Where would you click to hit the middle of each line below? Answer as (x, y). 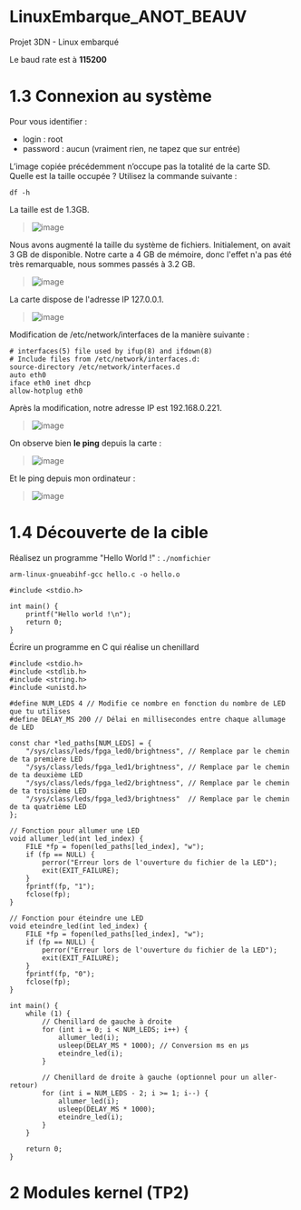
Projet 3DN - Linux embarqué (64, 42)
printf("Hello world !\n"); (78, 614)
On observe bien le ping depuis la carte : (86, 443)
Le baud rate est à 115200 (58, 59)
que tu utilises (40, 711)
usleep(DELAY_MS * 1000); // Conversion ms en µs (153, 1045)
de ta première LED (46, 759)
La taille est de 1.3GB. (49, 209)
